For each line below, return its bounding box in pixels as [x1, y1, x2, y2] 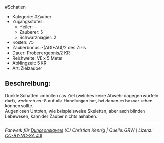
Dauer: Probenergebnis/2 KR [12, 50, 70, 56]
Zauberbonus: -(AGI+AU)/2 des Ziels [12, 45, 86, 50]
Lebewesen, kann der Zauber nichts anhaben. [5, 113, 98, 119]
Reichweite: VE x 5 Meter [12, 55, 63, 61]
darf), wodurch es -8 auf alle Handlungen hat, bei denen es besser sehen [5, 98, 153, 103]
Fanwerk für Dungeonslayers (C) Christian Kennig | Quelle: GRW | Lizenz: [5, 127, 153, 133]
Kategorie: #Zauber [12, 14, 52, 19]
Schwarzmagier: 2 [19, 34, 57, 40]
